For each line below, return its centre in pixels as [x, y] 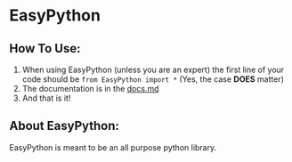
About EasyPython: [65, 126]
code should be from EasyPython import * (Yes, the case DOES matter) [153, 79]
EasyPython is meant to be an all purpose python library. [113, 147]
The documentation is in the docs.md [90, 89]
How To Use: [45, 49]
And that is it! [46, 98]
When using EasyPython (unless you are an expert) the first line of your [153, 69]
